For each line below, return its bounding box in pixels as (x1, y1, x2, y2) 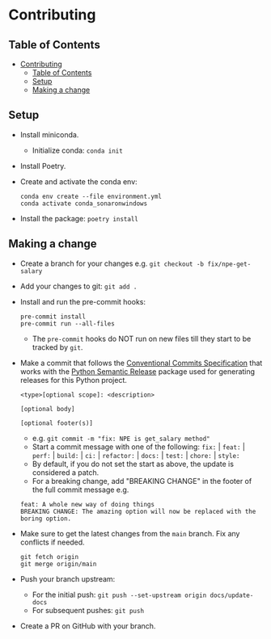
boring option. (19, 515, 72, 523)
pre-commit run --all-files (19, 319, 115, 328)
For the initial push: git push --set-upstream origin (32, 590, 207, 599)
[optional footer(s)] (19, 418, 93, 427)
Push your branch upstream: (19, 574, 116, 583)
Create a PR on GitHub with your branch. (19, 620, 156, 631)
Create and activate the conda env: (19, 176, 138, 187)
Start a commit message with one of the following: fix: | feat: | (32, 442, 245, 452)
